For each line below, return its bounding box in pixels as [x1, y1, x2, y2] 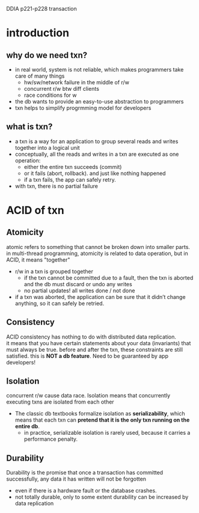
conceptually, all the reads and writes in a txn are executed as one [14, 150, 179, 158]
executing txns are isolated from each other [6, 398, 114, 405]
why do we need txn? [6, 50, 88, 60]
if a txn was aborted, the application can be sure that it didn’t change [14, 293, 186, 300]
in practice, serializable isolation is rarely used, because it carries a [23, 429, 191, 437]
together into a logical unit [14, 144, 80, 151]
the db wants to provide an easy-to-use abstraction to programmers [14, 98, 185, 105]
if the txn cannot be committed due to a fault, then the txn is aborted [23, 274, 194, 281]
